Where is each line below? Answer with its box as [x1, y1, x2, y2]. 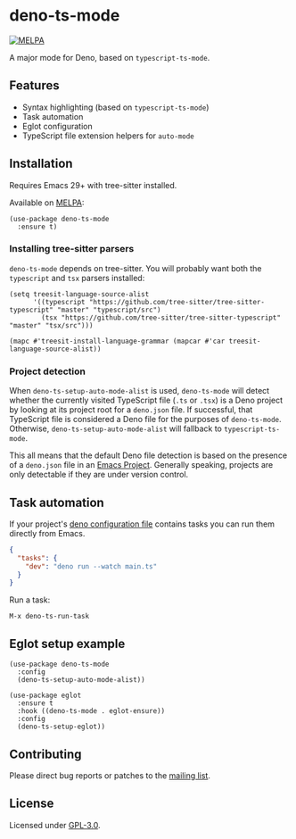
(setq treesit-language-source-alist [9, 289, 150, 299]
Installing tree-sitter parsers [9, 243, 135, 255]
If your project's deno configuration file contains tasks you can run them [9, 519, 275, 529]
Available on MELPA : [9, 197, 85, 208]
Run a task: [9, 594, 51, 605]
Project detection [9, 365, 86, 378]
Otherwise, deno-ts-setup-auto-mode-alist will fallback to [9, 423, 223, 434]
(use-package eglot [9, 691, 82, 701]
